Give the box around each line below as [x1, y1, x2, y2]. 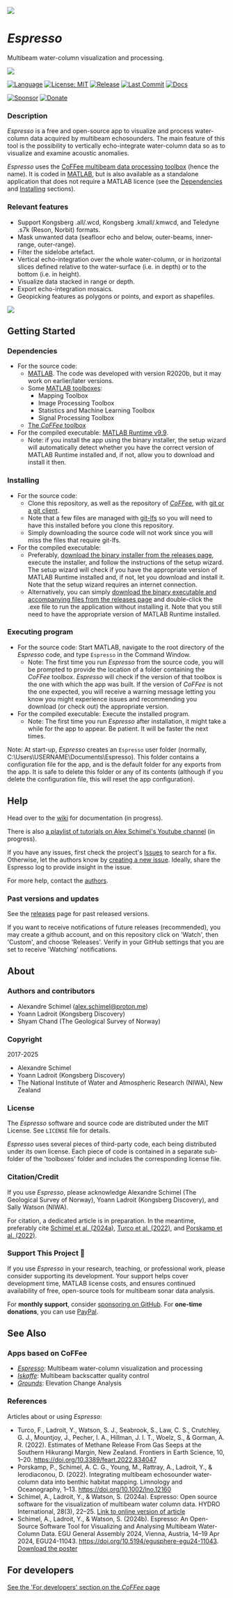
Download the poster [17, 1544, 78, 1553]
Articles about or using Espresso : [7, 1412, 102, 1420]
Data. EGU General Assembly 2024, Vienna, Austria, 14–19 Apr [41, 1529, 220, 1537]
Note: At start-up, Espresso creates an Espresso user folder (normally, [7, 745, 207, 754]
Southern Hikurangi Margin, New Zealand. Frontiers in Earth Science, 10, [17, 1448, 225, 1456]
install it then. [27, 458, 67, 467]
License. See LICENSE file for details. [7, 1126, 111, 1135]
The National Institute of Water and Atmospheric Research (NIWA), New [17, 1078, 223, 1087]
